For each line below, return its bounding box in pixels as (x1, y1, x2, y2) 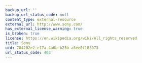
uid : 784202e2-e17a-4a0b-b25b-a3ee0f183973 (5, 45, 99, 50)
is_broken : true (5, 31, 40, 36)
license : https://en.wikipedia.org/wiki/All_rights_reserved (5, 36, 137, 41)
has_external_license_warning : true (5, 26, 83, 31)
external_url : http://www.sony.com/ (5, 21, 83, 27)
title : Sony (5, 41, 30, 46)
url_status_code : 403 (5, 50, 51, 55)
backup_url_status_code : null (5, 12, 69, 17)
